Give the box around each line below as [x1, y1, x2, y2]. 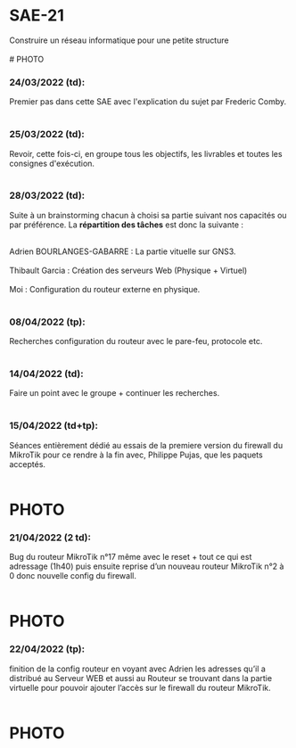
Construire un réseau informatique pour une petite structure [9, 35, 229, 45]
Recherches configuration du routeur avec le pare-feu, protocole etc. [9, 336, 263, 347]
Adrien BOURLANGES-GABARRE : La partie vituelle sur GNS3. [9, 246, 236, 257]
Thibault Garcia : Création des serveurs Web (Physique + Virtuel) [9, 265, 248, 275]
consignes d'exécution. [9, 158, 95, 169]
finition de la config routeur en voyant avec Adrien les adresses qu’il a [9, 663, 266, 674]
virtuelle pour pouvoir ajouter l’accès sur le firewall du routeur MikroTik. [9, 682, 271, 693]
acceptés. [9, 458, 46, 469]
